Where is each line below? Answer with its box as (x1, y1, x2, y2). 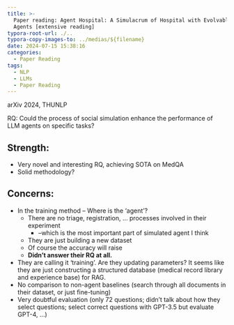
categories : (7, 50, 42, 56)
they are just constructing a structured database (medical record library (17, 266, 223, 274)
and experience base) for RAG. (17, 273, 107, 281)
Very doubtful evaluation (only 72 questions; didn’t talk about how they (17, 295, 221, 303)
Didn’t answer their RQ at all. (27, 250, 113, 259)
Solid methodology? (17, 168, 75, 176)
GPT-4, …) (17, 310, 47, 318)
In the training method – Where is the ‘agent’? (17, 206, 148, 215)
